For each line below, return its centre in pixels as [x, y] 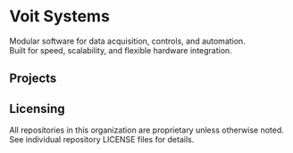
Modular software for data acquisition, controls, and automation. [127, 41]
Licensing [37, 109]
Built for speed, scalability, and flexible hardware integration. [121, 50]
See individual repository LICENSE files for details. [102, 140]
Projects [33, 79]
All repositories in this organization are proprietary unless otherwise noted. [146, 130]
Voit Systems [59, 16]
